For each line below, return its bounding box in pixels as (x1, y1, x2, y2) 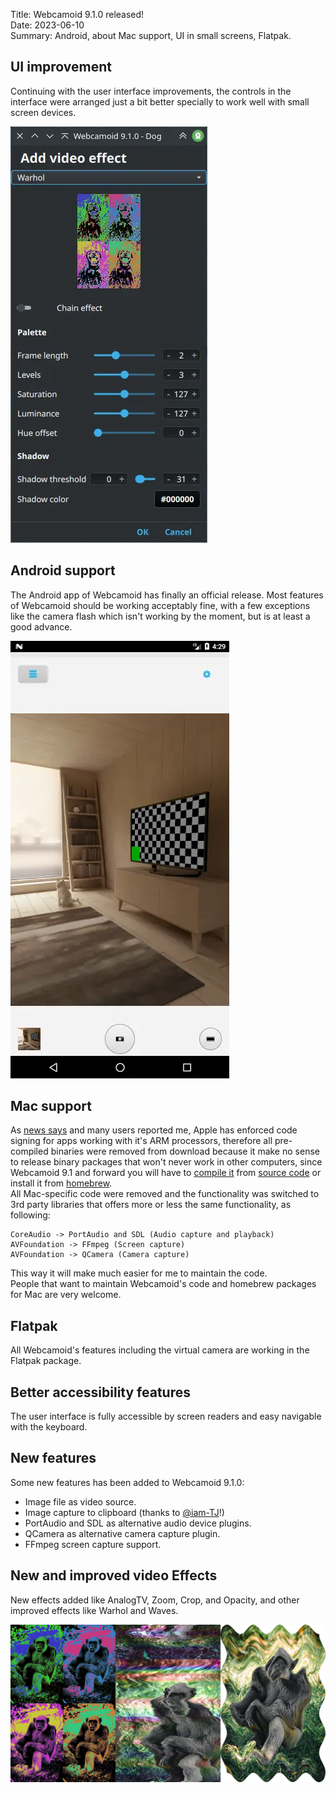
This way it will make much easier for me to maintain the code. (10, 1267, 268, 1279)
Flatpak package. (10, 1355, 82, 1367)
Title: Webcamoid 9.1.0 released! (10, 9, 145, 20)
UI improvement (10, 59, 113, 76)
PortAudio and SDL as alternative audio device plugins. (24, 1517, 252, 1529)
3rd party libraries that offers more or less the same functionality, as (10, 1199, 292, 1211)
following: (10, 1209, 51, 1221)
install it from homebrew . (10, 1177, 113, 1189)
